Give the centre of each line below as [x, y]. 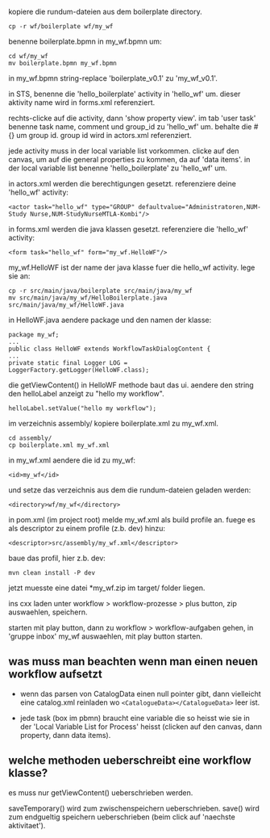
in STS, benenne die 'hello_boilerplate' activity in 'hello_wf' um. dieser [125, 94]
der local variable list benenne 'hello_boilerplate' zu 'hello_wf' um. [118, 168]
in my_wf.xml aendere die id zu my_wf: [72, 460]
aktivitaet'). [27, 825]
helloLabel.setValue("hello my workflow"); [83, 409]
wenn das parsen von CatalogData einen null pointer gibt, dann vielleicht [141, 693]
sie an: [19, 276]
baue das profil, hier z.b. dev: [57, 558]
